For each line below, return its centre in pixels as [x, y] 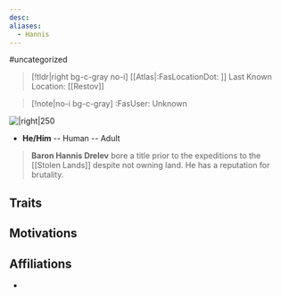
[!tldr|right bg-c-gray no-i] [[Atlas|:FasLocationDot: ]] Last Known [151, 77]
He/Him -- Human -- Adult [71, 139]
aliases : [25, 26]
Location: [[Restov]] [67, 87]
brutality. [47, 174]
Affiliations [41, 263]
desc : [19, 17]
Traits [26, 203]
